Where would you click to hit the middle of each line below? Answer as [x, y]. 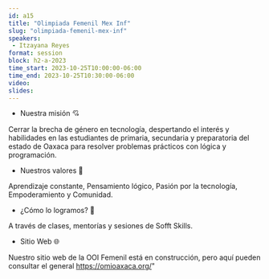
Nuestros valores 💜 [51, 170]
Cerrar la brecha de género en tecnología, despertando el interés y [119, 129]
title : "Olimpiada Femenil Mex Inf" [69, 23]
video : [19, 83]
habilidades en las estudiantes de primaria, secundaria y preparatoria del [129, 138]
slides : [21, 90]
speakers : [25, 38]
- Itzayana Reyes [41, 46]
